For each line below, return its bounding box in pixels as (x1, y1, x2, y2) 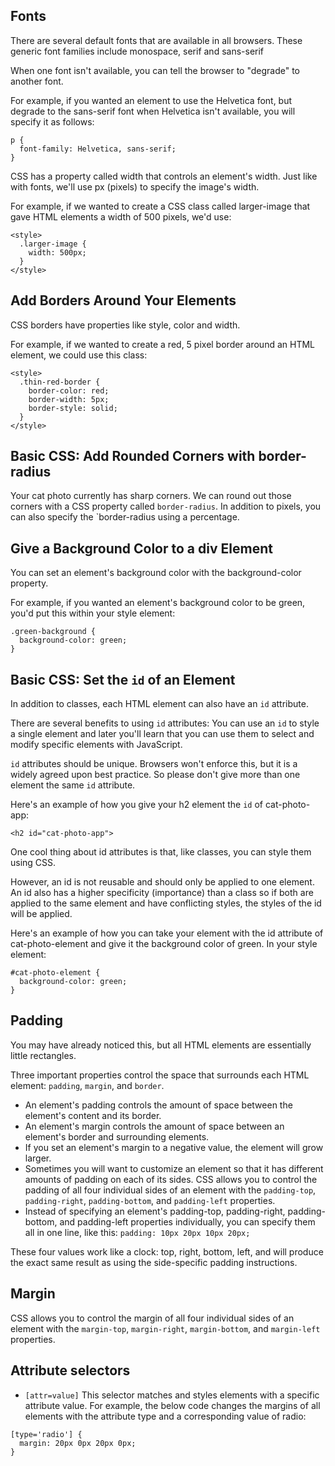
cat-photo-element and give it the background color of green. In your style (10, 938, 318, 950)
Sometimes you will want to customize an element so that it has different (24, 1162, 324, 1174)
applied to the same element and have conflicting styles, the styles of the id (10, 897, 322, 909)
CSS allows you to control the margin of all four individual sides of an (10, 1312, 295, 1324)
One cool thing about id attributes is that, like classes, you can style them (10, 846, 312, 858)
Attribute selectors (10, 1362, 131, 1379)
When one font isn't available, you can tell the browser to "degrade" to (10, 64, 301, 76)
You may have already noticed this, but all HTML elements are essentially (10, 1039, 312, 1051)
